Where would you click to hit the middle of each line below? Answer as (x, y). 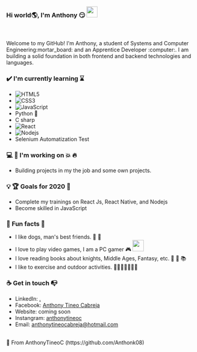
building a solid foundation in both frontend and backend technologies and (99, 56)
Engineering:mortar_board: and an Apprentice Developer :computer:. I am (98, 50)
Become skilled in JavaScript (51, 208)
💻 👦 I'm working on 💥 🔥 (42, 155)
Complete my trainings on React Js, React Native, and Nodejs (91, 202)
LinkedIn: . (28, 298)
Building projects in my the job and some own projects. (83, 170)
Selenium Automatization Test (52, 139)
